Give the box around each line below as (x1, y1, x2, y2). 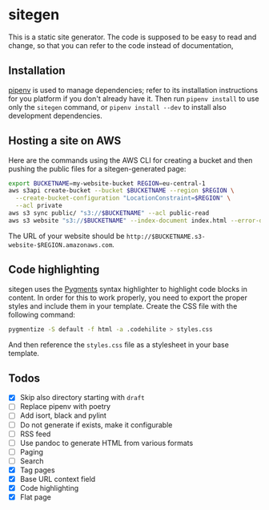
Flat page (19, 492, 52, 502)
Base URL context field (19, 474, 96, 484)
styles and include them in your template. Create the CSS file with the (8, 301, 238, 310)
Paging (19, 447, 44, 456)
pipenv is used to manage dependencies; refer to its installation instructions (8, 85, 259, 95)
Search (19, 455, 44, 466)
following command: (8, 310, 76, 319)
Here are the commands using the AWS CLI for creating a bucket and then (8, 155, 253, 165)
